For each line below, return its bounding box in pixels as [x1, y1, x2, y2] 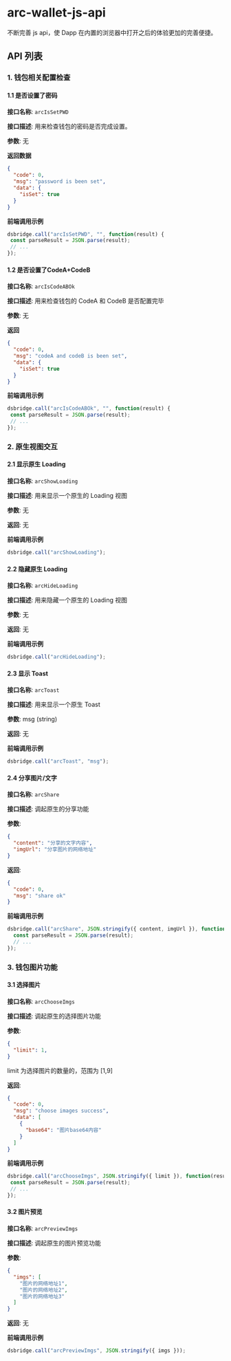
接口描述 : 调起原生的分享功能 [7, 805, 89, 813]
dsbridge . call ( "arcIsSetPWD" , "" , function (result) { [7, 230, 165, 238]
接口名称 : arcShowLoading [7, 477, 78, 486]
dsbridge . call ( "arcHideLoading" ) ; [7, 653, 107, 661]
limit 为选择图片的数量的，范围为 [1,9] [7, 1066, 113, 1074]
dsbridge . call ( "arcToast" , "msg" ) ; [7, 758, 109, 765]
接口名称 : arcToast [7, 686, 60, 694]
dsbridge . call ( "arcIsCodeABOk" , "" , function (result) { [7, 405, 170, 412]
